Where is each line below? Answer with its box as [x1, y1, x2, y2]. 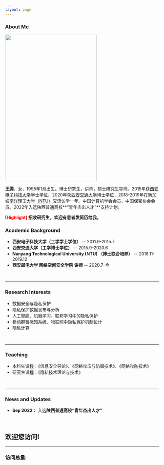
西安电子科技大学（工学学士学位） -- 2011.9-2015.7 [12, 239, 115, 245]
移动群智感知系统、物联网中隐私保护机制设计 [12, 318, 102, 325]
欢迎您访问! [5, 433, 40, 441]
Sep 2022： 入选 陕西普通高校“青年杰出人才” [12, 407, 102, 413]
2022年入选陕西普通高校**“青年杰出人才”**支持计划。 [13, 204, 122, 210]
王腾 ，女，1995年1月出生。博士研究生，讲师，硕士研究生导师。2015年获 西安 [5, 186, 159, 191]
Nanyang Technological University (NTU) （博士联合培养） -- [12, 251, 138, 257]
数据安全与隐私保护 [12, 300, 51, 306]
